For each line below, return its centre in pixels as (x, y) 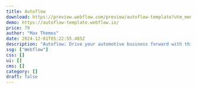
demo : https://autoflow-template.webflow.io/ (62, 22)
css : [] (16, 55)
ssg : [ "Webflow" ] (27, 50)
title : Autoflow (26, 11)
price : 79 (18, 28)
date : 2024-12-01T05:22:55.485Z (45, 39)
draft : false (22, 77)
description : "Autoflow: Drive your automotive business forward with (94, 44)
